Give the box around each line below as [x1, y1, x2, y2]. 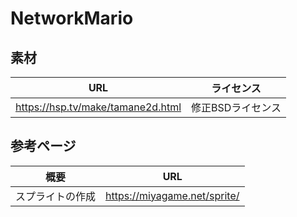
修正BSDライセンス [191, 101, 282, 114]
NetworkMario [10, 7, 134, 30]
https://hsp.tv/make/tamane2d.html [15, 100, 182, 114]
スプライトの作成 [15, 189, 97, 203]
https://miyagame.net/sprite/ [105, 188, 240, 202]
